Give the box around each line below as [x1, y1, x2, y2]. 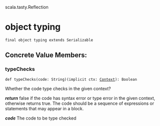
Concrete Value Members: [5, 51, 87, 60]
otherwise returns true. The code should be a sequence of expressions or [5, 100, 155, 106]
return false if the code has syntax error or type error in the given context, [5, 95, 156, 101]
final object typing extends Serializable [5, 37, 93, 42]
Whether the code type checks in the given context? [5, 86, 111, 92]
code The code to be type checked [5, 115, 77, 121]
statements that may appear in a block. [5, 105, 84, 111]
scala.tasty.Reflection [5, 4, 49, 10]
